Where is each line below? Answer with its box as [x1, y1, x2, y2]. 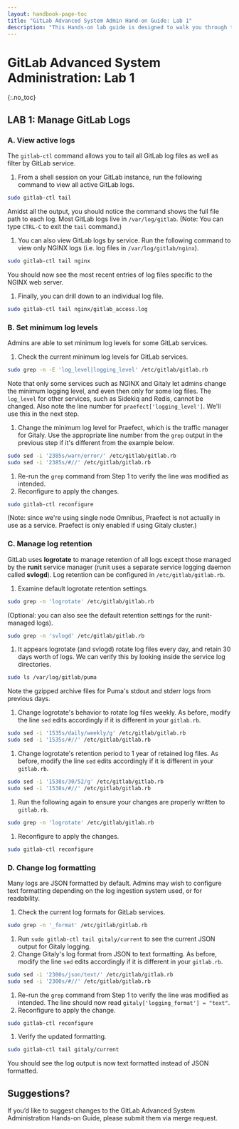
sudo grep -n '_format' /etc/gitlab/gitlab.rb [7, 921, 148, 929]
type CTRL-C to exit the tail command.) [7, 222, 122, 230]
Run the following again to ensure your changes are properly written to [17, 797, 225, 806]
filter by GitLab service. [7, 159, 76, 168]
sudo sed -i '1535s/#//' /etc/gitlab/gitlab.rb [7, 736, 152, 744]
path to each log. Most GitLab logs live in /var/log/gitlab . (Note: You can [7, 215, 224, 223]
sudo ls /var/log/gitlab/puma [7, 674, 97, 681]
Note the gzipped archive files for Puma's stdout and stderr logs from [7, 687, 211, 695]
